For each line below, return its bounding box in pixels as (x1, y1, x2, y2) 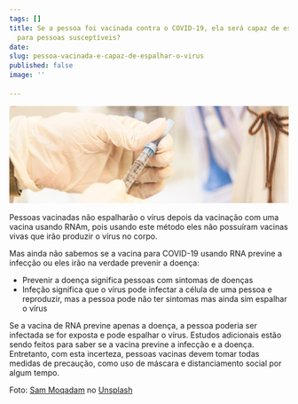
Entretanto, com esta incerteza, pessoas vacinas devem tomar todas (9, 349, 260, 360)
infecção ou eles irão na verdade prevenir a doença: (9, 257, 200, 268)
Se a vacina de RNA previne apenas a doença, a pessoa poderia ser (9, 321, 257, 331)
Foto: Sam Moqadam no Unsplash (9, 384, 133, 395)
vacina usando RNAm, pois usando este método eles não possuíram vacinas (9, 222, 288, 233)
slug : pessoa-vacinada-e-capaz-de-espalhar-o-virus (9, 51, 204, 61)
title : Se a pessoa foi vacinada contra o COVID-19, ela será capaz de (9, 23, 279, 33)
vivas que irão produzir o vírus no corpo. (9, 231, 158, 242)
